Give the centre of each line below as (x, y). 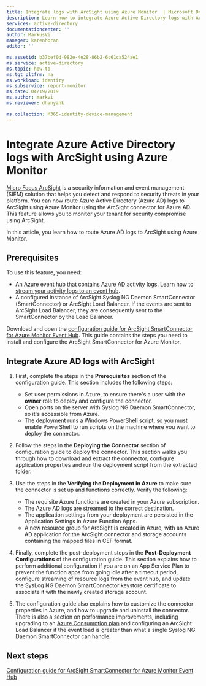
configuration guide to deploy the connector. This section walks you (101, 452)
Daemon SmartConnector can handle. (63, 636)
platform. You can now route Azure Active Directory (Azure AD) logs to (96, 201)
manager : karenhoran (33, 40)
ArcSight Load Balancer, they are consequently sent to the (89, 310)
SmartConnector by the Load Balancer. (64, 317)
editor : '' (20, 47)
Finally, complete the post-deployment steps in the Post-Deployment (103, 553)
